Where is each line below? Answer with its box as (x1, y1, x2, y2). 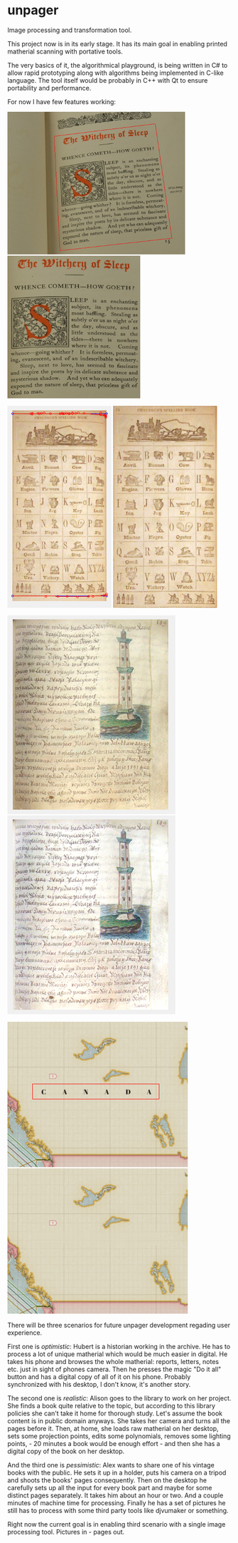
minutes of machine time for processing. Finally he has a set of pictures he (7, 1498, 226, 1507)
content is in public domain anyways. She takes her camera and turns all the (7, 1416, 231, 1425)
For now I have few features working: (7, 97, 116, 106)
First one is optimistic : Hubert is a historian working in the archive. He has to (7, 1342, 231, 1350)
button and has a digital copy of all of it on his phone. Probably (7, 1372, 191, 1381)
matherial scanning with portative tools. (7, 47, 123, 56)
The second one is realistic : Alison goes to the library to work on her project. (7, 1393, 232, 1403)
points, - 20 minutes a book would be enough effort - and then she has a (7, 1439, 220, 1447)
